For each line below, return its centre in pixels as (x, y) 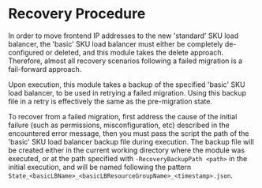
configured (26, 52)
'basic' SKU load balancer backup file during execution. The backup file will (131, 141)
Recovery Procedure (77, 14)
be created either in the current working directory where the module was (127, 150)
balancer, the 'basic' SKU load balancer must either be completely (116, 43)
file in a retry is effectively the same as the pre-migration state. (110, 101)
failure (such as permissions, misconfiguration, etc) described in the (119, 125)
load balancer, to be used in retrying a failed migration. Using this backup (127, 92)
